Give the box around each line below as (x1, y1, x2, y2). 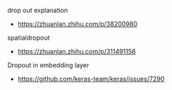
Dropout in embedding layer (7, 61, 90, 69)
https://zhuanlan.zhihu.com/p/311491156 (17, 47, 136, 55)
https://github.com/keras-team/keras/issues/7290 (17, 74, 165, 83)
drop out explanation (7, 6, 68, 14)
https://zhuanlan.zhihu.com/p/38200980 (17, 20, 138, 28)
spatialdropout (7, 33, 50, 42)
